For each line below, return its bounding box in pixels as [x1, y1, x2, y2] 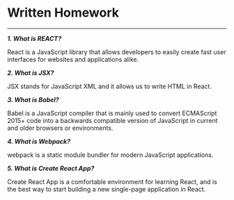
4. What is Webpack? [7, 137, 71, 145]
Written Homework [7, 5, 120, 21]
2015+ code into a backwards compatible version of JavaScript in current [7, 116, 218, 124]
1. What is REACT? [7, 34, 62, 42]
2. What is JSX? [7, 68, 54, 77]
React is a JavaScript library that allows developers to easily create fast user [7, 47, 226, 56]
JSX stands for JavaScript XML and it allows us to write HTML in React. [7, 82, 212, 90]
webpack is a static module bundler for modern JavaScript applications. [7, 151, 214, 159]
